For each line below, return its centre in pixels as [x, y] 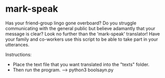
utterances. [17, 44]
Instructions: [18, 55]
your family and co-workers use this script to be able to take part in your [82, 39]
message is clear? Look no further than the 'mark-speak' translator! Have [83, 34]
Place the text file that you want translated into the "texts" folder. [81, 64]
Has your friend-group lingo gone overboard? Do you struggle [71, 23]
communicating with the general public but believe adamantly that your [80, 28]
